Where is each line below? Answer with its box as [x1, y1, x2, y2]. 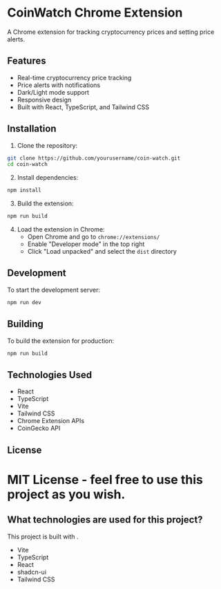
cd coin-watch [7, 161, 48, 168]
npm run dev [7, 299, 41, 306]
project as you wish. [7, 486, 126, 502]
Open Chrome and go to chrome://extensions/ [27, 233, 160, 241]
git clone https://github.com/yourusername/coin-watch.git [7, 154, 181, 162]
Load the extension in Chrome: [17, 225, 105, 234]
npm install [7, 187, 41, 194]
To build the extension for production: [7, 337, 115, 345]
